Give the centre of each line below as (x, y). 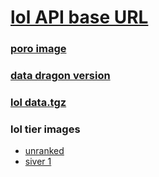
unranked (44, 151)
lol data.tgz (38, 102)
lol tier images (45, 129)
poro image (38, 49)
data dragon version (60, 76)
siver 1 (38, 162)
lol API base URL (79, 17)
